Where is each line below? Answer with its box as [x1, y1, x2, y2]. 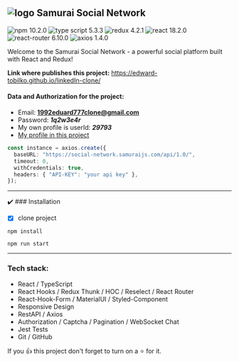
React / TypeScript [17, 280, 73, 288]
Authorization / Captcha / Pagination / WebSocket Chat [17, 317, 179, 326]
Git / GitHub [17, 332, 53, 341]
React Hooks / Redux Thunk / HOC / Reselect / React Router [17, 287, 194, 295]
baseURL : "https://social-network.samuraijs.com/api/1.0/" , [14, 150, 196, 158]
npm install [7, 228, 43, 235]
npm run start [7, 241, 50, 248]
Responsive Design [17, 302, 75, 311]
